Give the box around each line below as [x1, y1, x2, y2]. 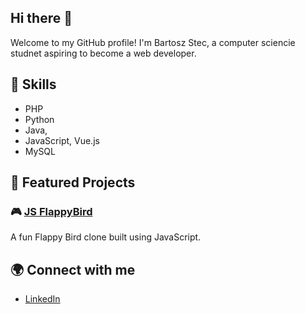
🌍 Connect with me [10, 261, 136, 278]
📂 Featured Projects [10, 174, 136, 191]
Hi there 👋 [10, 10, 73, 27]
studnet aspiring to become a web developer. [10, 47, 197, 59]
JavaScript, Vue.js [24, 134, 100, 146]
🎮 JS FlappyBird [10, 204, 93, 218]
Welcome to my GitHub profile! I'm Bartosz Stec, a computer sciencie [10, 36, 296, 48]
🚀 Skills [10, 76, 57, 93]
